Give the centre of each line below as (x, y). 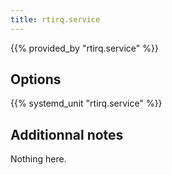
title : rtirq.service (55, 19)
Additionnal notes (67, 134)
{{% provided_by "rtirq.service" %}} (84, 48)
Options (36, 79)
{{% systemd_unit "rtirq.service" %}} (86, 103)
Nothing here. (38, 159)
